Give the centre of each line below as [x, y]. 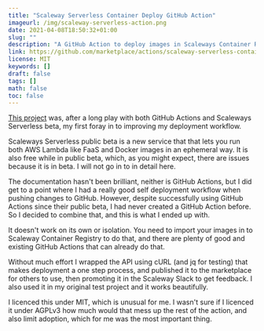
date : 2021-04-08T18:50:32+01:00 [63, 30]
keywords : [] [29, 67]
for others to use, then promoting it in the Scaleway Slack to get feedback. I [130, 278]
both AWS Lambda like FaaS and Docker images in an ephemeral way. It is [128, 150]
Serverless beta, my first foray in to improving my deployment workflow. [125, 126]
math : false [27, 88]
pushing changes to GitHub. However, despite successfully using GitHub [126, 198]
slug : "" [22, 37]
